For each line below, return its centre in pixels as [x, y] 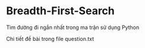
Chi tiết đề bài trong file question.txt [50, 39]
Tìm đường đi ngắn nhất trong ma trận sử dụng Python [73, 27]
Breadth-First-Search [60, 11]
